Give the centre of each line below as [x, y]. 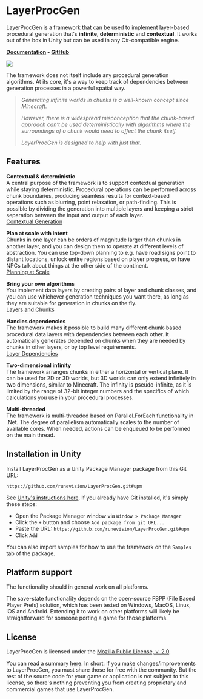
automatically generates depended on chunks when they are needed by [96, 340]
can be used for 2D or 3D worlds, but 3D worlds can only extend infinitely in [101, 378]
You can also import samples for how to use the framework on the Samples [99, 547]
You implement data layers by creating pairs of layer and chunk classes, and [101, 290]
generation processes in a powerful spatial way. [66, 88]
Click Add [26, 535]
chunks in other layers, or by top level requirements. [71, 347]
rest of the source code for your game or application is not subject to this [98, 677]
